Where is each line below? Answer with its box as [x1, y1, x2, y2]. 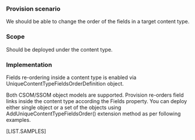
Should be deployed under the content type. [6, 46, 113, 53]
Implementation [6, 60, 53, 69]
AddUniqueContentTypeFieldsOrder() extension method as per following [6, 110, 181, 117]
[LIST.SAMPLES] [6, 128, 46, 135]
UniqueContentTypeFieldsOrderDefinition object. [6, 80, 124, 87]
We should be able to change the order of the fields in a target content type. [6, 18, 190, 25]
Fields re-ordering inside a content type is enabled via [6, 74, 136, 81]
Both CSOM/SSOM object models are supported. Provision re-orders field [6, 91, 184, 98]
